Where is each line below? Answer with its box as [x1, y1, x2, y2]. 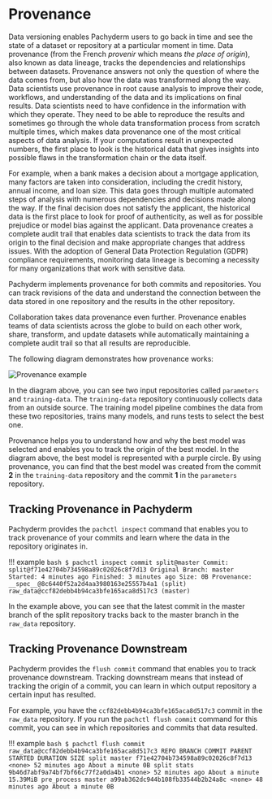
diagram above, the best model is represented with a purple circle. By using [8, 453, 261, 462]
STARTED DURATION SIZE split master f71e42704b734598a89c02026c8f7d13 [8, 753, 253, 762]
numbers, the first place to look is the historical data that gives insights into [8, 144, 260, 154]
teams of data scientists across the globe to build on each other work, [8, 320, 243, 330]
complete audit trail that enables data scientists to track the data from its [8, 228, 251, 238]
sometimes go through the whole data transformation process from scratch [8, 118, 261, 128]
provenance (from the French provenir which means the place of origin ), [8, 49, 250, 59]
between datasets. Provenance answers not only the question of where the [8, 66, 260, 76]
